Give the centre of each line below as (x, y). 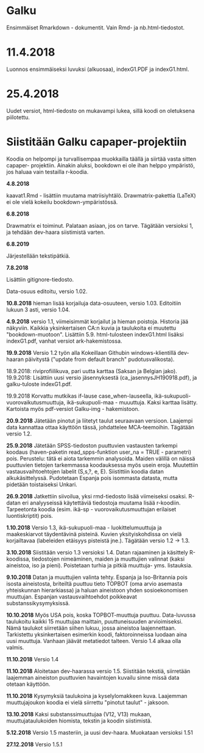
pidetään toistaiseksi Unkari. (42, 484)
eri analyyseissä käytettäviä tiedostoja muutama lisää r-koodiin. (101, 503)
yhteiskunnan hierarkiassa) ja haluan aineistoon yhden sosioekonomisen (97, 590)
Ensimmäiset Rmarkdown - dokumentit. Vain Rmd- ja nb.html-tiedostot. (95, 27)
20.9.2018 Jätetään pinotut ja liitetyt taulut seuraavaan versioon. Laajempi (100, 420)
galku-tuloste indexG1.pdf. (39, 384)
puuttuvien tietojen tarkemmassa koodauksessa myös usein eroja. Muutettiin (102, 465)
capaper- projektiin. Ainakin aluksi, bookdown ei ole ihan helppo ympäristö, (101, 165)
